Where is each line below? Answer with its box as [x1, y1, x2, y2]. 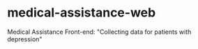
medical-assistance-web [7, 5, 156, 21]
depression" [7, 35, 43, 43]
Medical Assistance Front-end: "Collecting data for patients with [7, 28, 192, 36]
